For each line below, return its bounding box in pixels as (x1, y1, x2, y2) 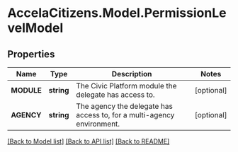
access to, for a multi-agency (76, 110, 175, 119)
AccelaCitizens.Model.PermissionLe (7, 5, 227, 21)
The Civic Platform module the (76, 81, 177, 90)
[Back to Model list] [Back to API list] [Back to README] (7, 137, 170, 146)
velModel (7, 20, 64, 36)
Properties (7, 48, 55, 60)
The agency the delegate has (76, 101, 174, 111)
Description (111, 69, 152, 78)
